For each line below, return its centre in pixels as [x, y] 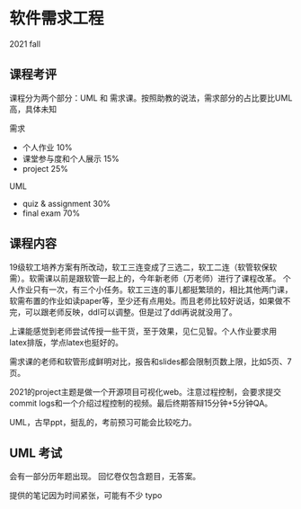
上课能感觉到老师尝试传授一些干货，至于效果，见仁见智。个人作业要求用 [143, 331]
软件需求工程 [57, 18]
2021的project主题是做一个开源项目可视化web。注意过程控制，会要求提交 [145, 391]
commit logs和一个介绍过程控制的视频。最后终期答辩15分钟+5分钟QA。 [141, 403]
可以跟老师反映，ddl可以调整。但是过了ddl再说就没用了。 [131, 312]
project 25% [45, 168]
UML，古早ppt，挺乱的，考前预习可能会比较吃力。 [103, 422]
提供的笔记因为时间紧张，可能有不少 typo [86, 496]
